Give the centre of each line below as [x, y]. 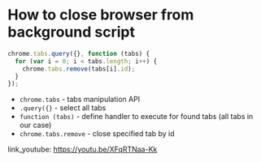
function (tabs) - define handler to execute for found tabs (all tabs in [136, 117]
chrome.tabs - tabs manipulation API [80, 100]
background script [72, 32]
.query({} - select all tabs [63, 108]
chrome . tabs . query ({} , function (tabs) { [79, 53]
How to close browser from [101, 15]
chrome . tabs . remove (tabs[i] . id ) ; [79, 69]
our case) [35, 125]
